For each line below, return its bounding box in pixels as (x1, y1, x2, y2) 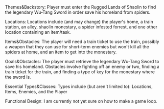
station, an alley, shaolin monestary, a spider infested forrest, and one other (5, 24, 158, 30)
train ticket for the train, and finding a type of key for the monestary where (5, 69, 155, 75)
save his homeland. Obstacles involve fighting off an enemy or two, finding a (5, 64, 160, 69)
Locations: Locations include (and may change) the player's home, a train (5, 19, 153, 24)
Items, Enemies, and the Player (5, 89, 68, 94)
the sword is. (5, 74, 31, 80)
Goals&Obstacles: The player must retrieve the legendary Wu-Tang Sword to (5, 59, 160, 64)
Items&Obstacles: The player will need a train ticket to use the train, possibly (5, 39, 160, 44)
